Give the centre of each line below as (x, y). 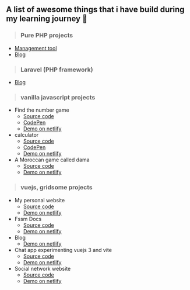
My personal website (40, 200)
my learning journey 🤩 (47, 19)
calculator (27, 135)
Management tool (36, 48)
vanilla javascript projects (58, 97)
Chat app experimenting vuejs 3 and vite (63, 250)
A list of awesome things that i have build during (95, 10)
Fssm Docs (28, 219)
